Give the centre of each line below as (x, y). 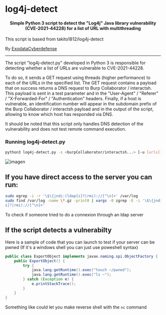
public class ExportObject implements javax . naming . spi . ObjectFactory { (82, 256)
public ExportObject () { (40, 261)
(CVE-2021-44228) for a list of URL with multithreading (83, 28)
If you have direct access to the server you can (79, 177)
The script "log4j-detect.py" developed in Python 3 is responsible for (75, 63)
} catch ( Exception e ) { (48, 280)
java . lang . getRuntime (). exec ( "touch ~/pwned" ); (82, 270)
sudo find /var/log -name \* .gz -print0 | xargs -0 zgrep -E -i (73, 201)
